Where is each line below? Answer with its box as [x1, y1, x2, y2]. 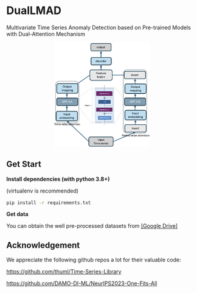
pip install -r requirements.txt [6, 199, 91, 206]
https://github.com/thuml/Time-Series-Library [6, 268, 122, 275]
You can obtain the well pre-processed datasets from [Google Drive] [6, 222, 178, 230]
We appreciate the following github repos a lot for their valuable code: [6, 256, 181, 264]
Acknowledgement [6, 240, 80, 250]
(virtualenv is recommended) [6, 187, 79, 194]
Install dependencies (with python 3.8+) [6, 175, 110, 183]
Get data [6, 211, 29, 218]
